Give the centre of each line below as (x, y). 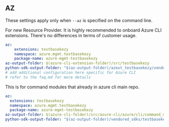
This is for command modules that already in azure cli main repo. (72, 87)
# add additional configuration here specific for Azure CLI (71, 73)
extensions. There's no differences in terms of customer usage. (71, 35)
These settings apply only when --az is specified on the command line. (79, 20)
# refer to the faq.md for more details (48, 77)
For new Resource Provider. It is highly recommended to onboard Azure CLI (83, 30)
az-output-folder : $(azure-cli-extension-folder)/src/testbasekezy (77, 63)
